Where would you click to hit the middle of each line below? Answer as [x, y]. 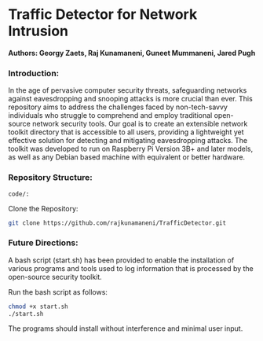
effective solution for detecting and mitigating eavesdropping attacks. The [128, 141]
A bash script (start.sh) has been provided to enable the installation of [121, 260]
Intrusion [38, 31]
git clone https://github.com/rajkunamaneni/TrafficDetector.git [117, 223]
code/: [19, 194]
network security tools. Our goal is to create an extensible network [140, 124]
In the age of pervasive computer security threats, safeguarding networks [128, 90]
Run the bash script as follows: [58, 291]
